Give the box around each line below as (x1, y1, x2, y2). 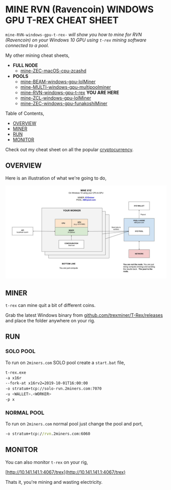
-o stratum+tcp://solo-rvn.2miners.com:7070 (5, 386, 102, 392)
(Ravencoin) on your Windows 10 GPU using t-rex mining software (5, 37, 147, 43)
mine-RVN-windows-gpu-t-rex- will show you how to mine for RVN (5, 31, 142, 37)
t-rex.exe (5, 370, 27, 375)
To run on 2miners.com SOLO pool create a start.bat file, (5, 359, 125, 365)
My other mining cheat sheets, (5, 52, 70, 58)
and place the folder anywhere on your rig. (5, 317, 96, 323)
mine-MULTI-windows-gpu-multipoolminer (20, 84, 111, 90)
